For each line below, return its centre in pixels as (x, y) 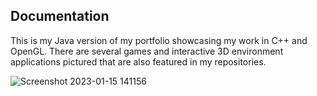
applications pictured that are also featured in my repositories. (138, 61)
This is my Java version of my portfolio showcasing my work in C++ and (159, 40)
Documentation (60, 16)
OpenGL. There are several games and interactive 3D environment (147, 51)
